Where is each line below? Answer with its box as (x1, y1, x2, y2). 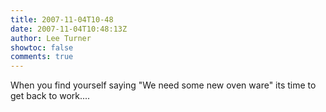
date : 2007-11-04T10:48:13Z (10, 24, 128, 34)
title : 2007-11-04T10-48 (10, 14, 114, 25)
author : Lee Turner (10, 33, 92, 43)
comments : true (10, 52, 74, 62)
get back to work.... (10, 90, 91, 102)
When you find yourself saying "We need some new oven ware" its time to (10, 79, 317, 91)
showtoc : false (10, 42, 74, 53)
